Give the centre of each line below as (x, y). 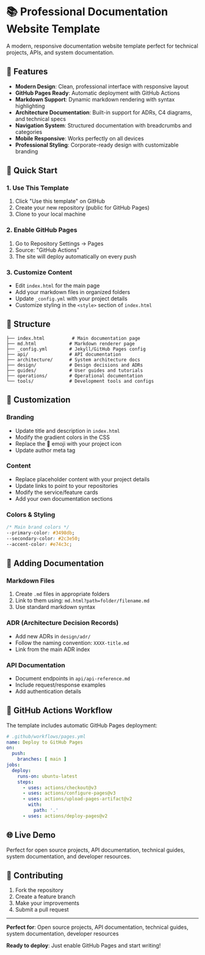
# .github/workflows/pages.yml (46, 736)
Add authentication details (48, 691)
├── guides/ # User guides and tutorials (75, 371)
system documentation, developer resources (63, 934)
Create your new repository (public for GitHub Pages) (82, 208)
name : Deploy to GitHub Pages (45, 742)
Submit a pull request (42, 910)
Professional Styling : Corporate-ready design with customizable (97, 145)
